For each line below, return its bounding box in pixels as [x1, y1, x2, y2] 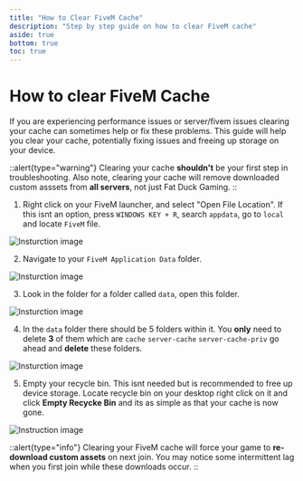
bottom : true [9, 38, 59, 48]
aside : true [9, 30, 54, 39]
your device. [9, 145, 56, 156]
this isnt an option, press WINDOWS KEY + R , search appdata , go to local [22, 209, 284, 220]
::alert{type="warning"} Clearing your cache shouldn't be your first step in [9, 162, 289, 173]
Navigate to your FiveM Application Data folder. [22, 254, 202, 265]
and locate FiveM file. [22, 218, 101, 229]
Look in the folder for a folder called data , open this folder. [22, 289, 240, 300]
